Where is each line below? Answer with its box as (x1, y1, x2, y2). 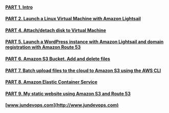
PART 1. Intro (5, 4, 33, 10)
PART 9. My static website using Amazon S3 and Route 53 (5, 90, 131, 96)
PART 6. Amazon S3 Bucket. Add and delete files (5, 56, 111, 62)
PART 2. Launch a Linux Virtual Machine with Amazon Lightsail (5, 16, 141, 22)
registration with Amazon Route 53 (5, 44, 81, 50)
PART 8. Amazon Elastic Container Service (5, 79, 98, 85)
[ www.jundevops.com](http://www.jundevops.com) (5, 102, 119, 108)
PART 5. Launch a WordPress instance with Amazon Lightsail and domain (5, 39, 164, 45)
